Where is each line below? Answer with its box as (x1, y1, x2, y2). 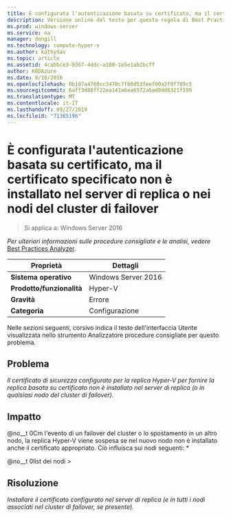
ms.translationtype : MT (7, 94, 76, 101)
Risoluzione (7, 477, 59, 489)
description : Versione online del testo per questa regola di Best (7, 17, 205, 23)
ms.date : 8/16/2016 (7, 74, 63, 81)
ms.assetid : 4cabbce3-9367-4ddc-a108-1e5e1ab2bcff (7, 61, 155, 68)
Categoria (10, 306, 44, 315)
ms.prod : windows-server (7, 23, 78, 30)
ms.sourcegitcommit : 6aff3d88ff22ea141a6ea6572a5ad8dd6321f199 (7, 87, 192, 94)
